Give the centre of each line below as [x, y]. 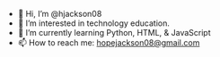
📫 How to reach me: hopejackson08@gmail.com [109, 43]
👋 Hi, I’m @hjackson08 [60, 14]
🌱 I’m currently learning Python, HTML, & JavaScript [114, 33]
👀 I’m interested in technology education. [94, 23]
